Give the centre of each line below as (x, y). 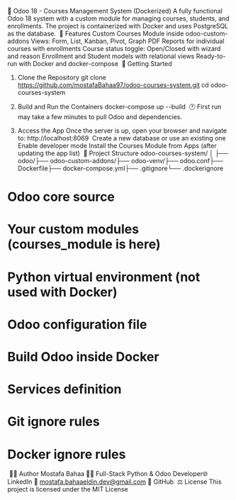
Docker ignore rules (67, 454)
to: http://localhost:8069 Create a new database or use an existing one (122, 138)
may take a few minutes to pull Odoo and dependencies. (100, 117)
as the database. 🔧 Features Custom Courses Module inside (96, 33)
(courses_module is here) (84, 244)
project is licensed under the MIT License (68, 489)
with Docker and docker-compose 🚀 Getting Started (95, 63)
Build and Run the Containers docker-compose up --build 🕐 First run (119, 107)
